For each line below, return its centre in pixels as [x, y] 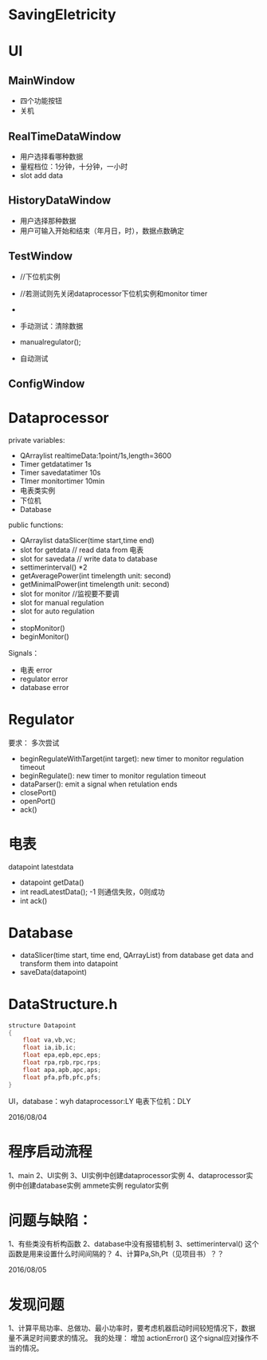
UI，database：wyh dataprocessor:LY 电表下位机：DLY [100, 1101]
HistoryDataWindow [60, 201]
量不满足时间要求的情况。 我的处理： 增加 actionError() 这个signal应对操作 [130, 1338]
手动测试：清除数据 [51, 325]
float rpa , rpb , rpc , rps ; [62, 1062]
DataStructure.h [63, 1004]
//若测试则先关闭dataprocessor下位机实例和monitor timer [114, 294]
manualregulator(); [50, 341]
